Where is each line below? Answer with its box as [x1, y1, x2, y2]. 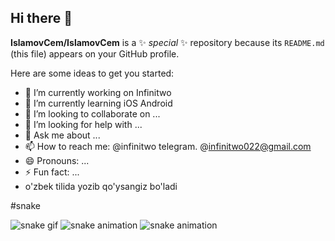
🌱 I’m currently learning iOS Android [24, 97, 173, 109]
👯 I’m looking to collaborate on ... [24, 107, 161, 120]
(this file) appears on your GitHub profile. [10, 47, 180, 60]
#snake [10, 199, 41, 211]
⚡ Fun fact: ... [24, 166, 80, 178]
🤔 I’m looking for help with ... [24, 118, 143, 130]
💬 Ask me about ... [24, 129, 101, 141]
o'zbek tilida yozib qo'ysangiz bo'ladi [24, 180, 178, 192]
